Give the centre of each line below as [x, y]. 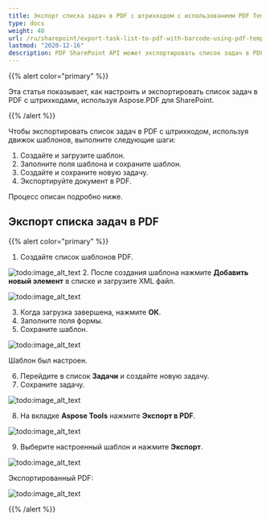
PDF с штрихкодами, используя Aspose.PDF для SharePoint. [111, 100]
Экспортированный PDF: [51, 478]
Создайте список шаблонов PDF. [77, 256]
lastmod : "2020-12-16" [46, 46]
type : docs [27, 23]
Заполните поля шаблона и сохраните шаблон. [101, 164]
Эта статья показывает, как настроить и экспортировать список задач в [133, 92]
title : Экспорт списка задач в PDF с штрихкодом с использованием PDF [129, 16]
